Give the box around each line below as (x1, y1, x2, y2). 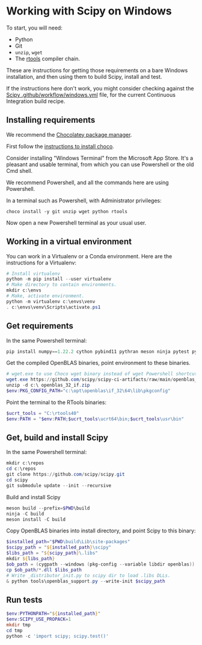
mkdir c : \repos (6, 460, 44, 466)
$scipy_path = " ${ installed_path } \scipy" (6, 544, 112, 550)
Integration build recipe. (6, 98, 66, 105)
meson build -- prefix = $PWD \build (6, 505, 90, 511)
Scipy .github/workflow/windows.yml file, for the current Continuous (6, 91, 176, 98)
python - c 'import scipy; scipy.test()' (6, 633, 109, 639)
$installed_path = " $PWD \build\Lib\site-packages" (6, 539, 130, 545)
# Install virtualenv (6, 270, 61, 276)
